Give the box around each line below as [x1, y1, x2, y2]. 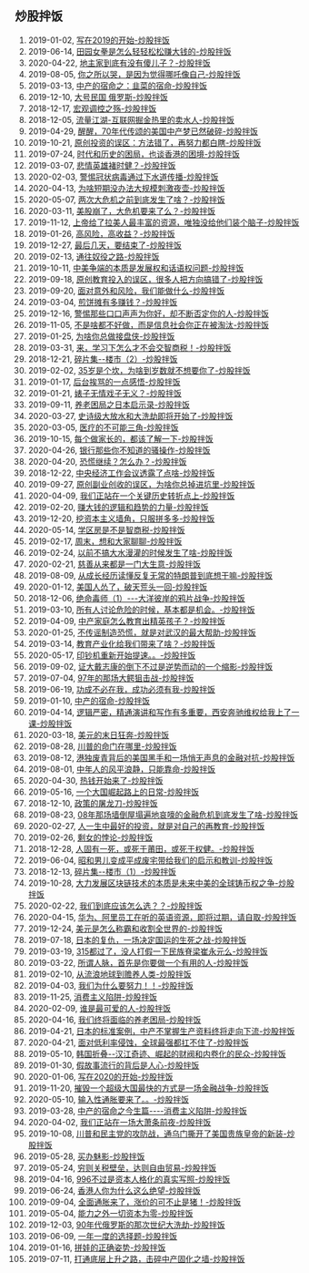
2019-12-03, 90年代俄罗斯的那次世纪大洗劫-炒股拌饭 [27, 1219, 225, 1230]
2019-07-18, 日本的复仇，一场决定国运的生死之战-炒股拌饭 [27, 934, 247, 945]
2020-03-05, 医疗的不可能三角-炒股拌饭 [27, 422, 180, 433]
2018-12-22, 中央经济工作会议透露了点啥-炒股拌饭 [27, 467, 215, 478]
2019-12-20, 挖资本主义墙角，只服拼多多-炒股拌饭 [27, 513, 215, 524]
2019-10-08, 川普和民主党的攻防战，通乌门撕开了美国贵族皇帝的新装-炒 [27, 1128, 295, 1139]
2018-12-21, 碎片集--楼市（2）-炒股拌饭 [27, 354, 178, 364]
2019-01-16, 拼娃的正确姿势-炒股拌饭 [27, 1242, 166, 1253]
